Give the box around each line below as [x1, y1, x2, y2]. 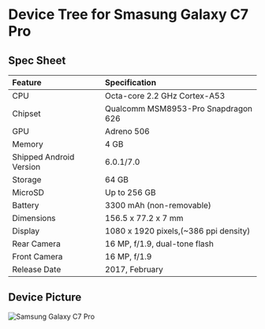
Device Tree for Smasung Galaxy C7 [8, 6, 248, 24]
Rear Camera [12, 238, 61, 249]
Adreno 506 [105, 126, 150, 136]
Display [12, 226, 40, 236]
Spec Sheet [8, 54, 66, 67]
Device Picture [8, 290, 82, 305]
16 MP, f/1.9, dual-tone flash [105, 238, 215, 249]
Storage [12, 174, 42, 185]
